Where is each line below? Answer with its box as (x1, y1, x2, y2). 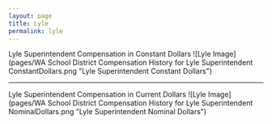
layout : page (8, 11, 53, 20)
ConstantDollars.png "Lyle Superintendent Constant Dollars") (8, 66, 213, 76)
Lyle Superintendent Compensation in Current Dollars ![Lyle (8, 90, 206, 100)
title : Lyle (8, 19, 49, 28)
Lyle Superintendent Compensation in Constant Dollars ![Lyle (8, 49, 212, 59)
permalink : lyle (8, 27, 63, 35)
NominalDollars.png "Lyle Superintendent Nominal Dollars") (8, 107, 207, 117)
